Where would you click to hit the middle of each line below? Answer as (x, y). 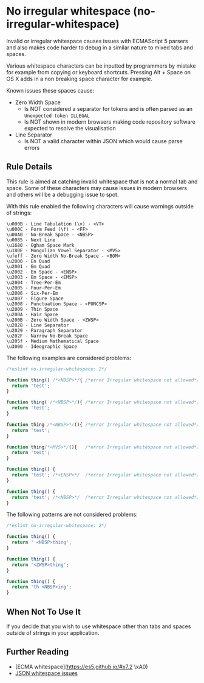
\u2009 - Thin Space (32, 309)
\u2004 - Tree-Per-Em (34, 282)
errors (32, 147)
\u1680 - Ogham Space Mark (40, 245)
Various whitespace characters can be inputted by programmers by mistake (101, 66)
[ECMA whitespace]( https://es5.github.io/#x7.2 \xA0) (81, 667)
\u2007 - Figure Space (35, 299)
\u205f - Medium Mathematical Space (53, 341)
